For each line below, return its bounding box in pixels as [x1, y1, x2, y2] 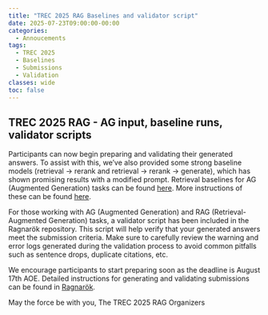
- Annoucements [15, 34, 66, 42]
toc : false [8, 86, 45, 94]
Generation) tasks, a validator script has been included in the [48, 216, 250, 225]
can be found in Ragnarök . [8, 282, 96, 292]
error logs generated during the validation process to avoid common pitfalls [8, 241, 258, 251]
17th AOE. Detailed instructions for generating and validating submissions [8, 273, 250, 284]
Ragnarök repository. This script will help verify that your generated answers [8, 225, 261, 234]
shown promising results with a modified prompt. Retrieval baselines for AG [8, 175, 257, 185]
